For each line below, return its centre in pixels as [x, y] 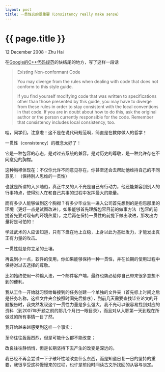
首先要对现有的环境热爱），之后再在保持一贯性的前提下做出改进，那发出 [81, 215]
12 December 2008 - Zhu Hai [34, 52]
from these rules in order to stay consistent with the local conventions [88, 107]
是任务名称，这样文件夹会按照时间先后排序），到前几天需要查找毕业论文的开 [82, 298]
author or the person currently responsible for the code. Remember [85, 117]
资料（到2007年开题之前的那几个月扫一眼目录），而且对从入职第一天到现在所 [82, 311]
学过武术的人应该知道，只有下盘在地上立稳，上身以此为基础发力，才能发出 [80, 232]
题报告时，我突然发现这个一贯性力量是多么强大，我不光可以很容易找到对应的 [82, 305]
